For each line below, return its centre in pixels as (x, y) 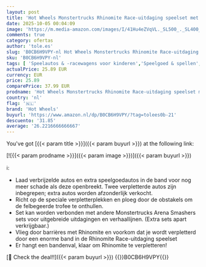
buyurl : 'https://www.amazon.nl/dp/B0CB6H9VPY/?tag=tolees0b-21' (91, 115)
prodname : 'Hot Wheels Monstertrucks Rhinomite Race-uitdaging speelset (101, 92)
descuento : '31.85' (31, 120)
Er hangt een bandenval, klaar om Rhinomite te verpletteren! (91, 246)
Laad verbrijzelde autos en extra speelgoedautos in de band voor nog (103, 180)
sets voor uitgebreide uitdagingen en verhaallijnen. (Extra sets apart (101, 219)
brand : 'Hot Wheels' (33, 109)
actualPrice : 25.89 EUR (37, 69)
